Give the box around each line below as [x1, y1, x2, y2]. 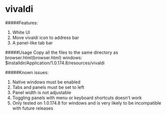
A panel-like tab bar [12, 39, 53, 45]
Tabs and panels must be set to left [12, 84, 84, 90]
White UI [12, 29, 30, 35]
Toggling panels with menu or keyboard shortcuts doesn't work [12, 95, 142, 101]
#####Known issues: [5, 69, 49, 75]
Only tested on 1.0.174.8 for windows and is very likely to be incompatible [12, 100, 162, 106]
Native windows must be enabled [12, 79, 81, 85]
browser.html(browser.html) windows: [5, 54, 83, 60]
